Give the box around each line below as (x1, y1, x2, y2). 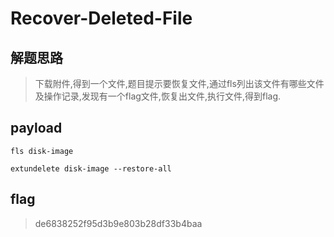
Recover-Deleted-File (10, 7, 193, 30)
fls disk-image (10, 146, 74, 156)
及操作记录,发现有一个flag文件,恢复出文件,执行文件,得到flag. (34, 90, 282, 102)
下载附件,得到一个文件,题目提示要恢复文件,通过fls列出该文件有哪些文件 (34, 78, 325, 89)
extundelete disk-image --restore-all (10, 163, 172, 174)
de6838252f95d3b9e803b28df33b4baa (34, 217, 203, 229)
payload (10, 120, 63, 137)
